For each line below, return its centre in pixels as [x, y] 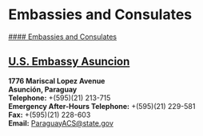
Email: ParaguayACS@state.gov [61, 123]
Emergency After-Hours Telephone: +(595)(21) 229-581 [102, 106]
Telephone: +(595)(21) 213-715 [60, 98]
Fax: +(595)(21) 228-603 [50, 115]
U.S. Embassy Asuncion [69, 62]
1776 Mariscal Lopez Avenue [57, 80]
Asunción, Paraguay [43, 89]
